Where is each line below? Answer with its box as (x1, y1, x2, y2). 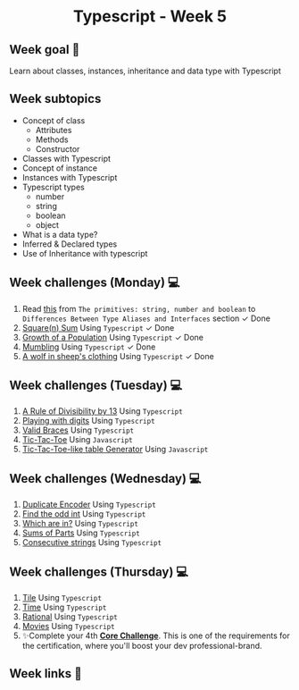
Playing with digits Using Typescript (21, 416, 155, 426)
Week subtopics (9, 91, 102, 106)
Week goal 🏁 (9, 42, 80, 57)
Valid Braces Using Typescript (21, 425, 135, 435)
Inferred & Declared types (21, 239, 118, 249)
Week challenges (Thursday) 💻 (9, 564, 189, 579)
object (35, 219, 60, 230)
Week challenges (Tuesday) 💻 (9, 378, 183, 393)
